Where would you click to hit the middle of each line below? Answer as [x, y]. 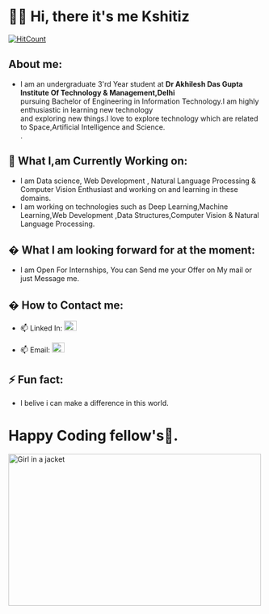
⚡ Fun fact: [36, 379]
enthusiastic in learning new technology [86, 109]
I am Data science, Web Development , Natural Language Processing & [138, 181]
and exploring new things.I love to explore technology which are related [139, 118]
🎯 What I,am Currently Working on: [98, 161]
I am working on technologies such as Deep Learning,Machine [124, 207]
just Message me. [49, 279]
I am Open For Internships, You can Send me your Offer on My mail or [136, 270]
